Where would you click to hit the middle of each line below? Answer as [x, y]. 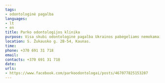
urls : [11, 69]
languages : [16, 19]
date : [11, 64]
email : [12, 55]
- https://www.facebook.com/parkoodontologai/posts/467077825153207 [77, 73]
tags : [11, 10]
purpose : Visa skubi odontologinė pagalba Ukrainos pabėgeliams [72, 37]
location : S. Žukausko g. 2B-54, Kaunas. [48, 41]
